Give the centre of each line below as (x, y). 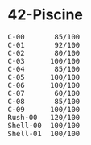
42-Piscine (45, 15)
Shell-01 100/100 (44, 133)
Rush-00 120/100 (44, 117)
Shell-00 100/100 (44, 125)
